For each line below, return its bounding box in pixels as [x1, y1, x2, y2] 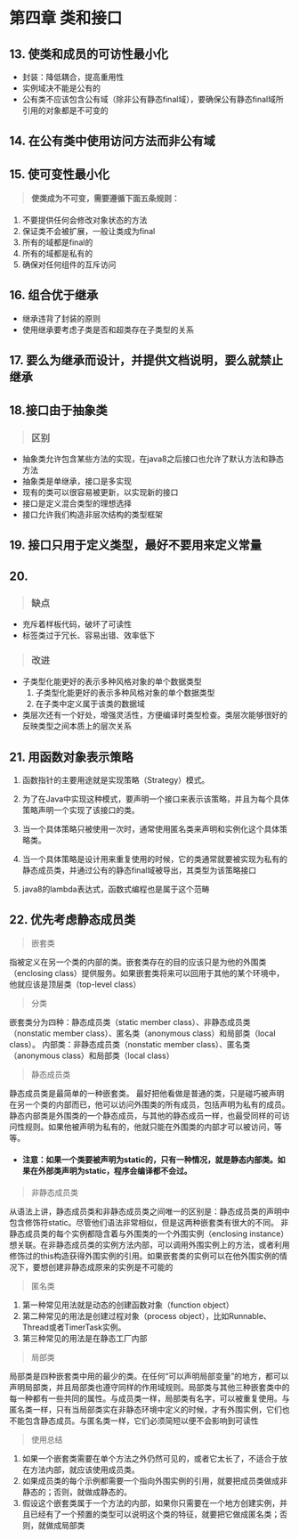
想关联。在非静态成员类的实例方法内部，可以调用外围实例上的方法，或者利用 [9, 1240, 290, 1250]
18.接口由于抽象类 [9, 403, 109, 418]
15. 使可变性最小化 [9, 167, 109, 182]
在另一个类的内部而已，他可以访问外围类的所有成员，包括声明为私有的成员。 [9, 1099, 290, 1110]
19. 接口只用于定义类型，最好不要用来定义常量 [9, 538, 263, 553]
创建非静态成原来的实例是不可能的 [47, 1262, 174, 1273]
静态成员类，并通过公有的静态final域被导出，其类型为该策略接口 [21, 865, 256, 875]
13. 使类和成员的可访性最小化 [9, 46, 169, 61]
